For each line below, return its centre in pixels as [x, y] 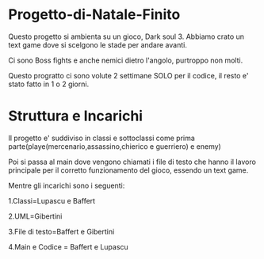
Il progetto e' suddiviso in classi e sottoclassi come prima [102, 138]
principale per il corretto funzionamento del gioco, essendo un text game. [128, 170]
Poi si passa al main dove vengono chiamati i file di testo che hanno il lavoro [132, 162]
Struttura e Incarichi [76, 116]
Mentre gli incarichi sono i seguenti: [67, 185]
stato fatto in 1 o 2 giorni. [49, 84]
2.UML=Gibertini [35, 216]
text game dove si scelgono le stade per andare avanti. [98, 44]
